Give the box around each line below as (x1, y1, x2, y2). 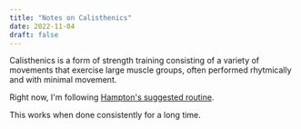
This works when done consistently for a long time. (9, 110, 202, 121)
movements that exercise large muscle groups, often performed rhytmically (9, 64, 293, 75)
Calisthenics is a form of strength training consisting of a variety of (9, 55, 260, 66)
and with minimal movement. (9, 74, 117, 85)
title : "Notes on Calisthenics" (9, 13, 132, 23)
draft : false (9, 30, 59, 39)
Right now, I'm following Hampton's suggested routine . (9, 92, 215, 103)
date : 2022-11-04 (9, 22, 75, 31)
